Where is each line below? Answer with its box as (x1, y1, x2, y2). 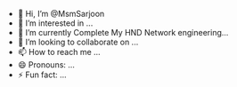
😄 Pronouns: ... (17, 59, 76, 70)
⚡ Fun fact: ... (17, 69, 67, 80)
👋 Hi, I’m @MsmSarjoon (17, 9, 105, 19)
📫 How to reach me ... (17, 47, 101, 57)
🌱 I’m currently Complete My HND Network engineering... (17, 28, 229, 37)
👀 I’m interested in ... (17, 18, 94, 28)
